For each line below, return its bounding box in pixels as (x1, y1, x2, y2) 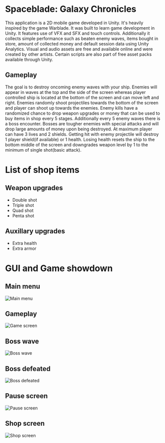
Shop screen (5, 419, 45, 428)
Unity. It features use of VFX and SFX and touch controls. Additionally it (5, 30, 150, 36)
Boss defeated (5, 364, 51, 373)
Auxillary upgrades (5, 227, 66, 236)
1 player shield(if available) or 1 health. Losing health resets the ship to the (5, 136, 155, 142)
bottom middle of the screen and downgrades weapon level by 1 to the (5, 142, 148, 148)
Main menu (5, 282, 40, 291)
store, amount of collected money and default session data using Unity (5, 40, 149, 46)
